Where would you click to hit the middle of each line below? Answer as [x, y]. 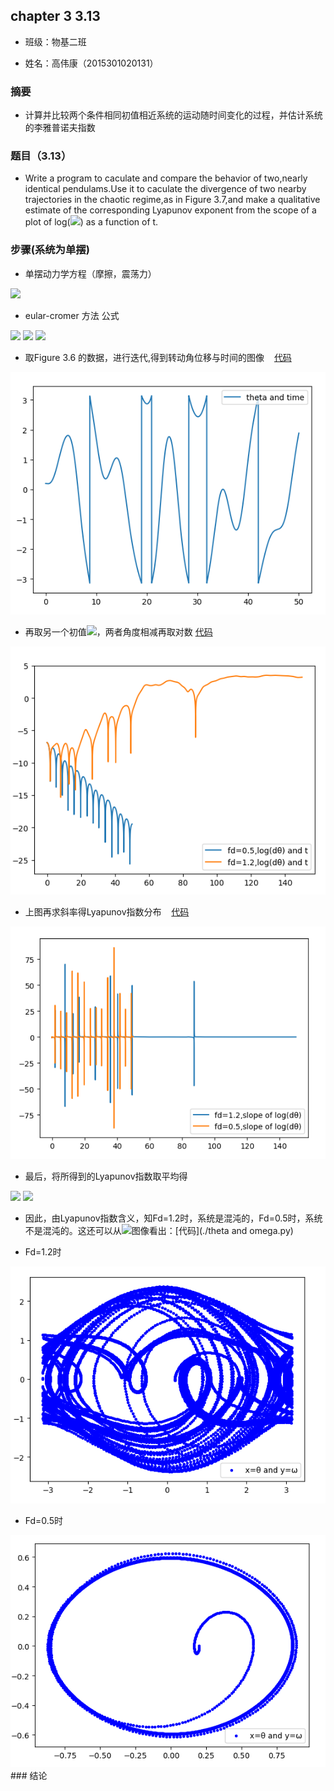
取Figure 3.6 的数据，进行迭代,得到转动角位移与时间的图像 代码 [158, 357]
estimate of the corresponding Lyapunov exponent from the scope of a [170, 210]
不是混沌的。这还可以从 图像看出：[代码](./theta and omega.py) [159, 1231]
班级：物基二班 [55, 41]
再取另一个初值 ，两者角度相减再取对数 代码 [118, 631]
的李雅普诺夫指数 [60, 128]
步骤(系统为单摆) [50, 250]
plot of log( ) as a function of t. [91, 222]
